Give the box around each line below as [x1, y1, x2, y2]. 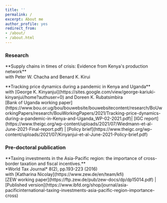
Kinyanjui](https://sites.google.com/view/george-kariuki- [38, 89, 156, 95]
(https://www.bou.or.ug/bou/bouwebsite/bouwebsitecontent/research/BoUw [5, 105, 163, 111]
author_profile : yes [5, 21, 48, 27]
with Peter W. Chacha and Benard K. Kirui [5, 74, 91, 80]
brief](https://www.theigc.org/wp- [82, 126, 153, 132]
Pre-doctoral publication [5, 144, 66, 151]
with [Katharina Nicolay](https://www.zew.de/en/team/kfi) [5, 171, 124, 177]
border [5, 161, 19, 167]
